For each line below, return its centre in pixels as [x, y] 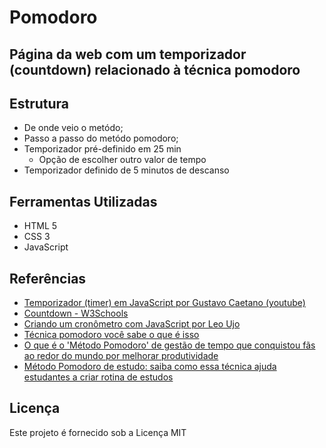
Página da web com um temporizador [128, 54]
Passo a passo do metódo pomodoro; [101, 138]
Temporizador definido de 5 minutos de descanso [126, 170]
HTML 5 [40, 226]
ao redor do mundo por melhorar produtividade [121, 356]
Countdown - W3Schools [76, 313]
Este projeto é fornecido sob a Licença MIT [98, 432]
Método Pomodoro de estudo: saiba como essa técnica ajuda [150, 367]
